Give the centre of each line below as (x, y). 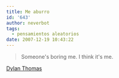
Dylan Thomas (24, 68)
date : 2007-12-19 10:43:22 (40, 40)
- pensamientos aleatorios (45, 34)
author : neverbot (28, 23)
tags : (13, 28)
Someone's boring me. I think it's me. (67, 57)
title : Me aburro (28, 12)
